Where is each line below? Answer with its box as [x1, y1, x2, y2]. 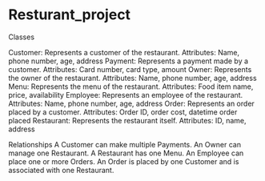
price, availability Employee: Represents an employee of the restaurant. [8, 90, 243, 99]
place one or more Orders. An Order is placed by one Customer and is [8, 156, 239, 166]
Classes [8, 32, 34, 42]
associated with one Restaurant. [8, 165, 114, 175]
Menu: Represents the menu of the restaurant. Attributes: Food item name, [8, 82, 254, 91]
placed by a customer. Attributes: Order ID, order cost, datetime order [8, 107, 238, 117]
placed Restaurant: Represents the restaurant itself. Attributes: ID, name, [8, 115, 247, 125]
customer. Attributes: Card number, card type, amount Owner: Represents [8, 64, 252, 74]
